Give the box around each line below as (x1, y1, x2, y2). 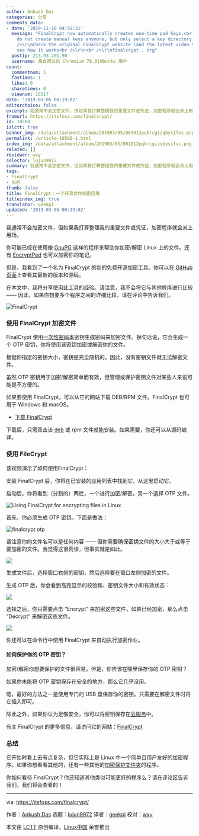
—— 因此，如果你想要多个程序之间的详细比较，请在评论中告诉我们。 (6, 292, 174, 299)
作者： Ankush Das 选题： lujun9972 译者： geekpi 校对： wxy (6, 811, 153, 818)
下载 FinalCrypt (14, 414, 52, 421)
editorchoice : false (6, 102, 57, 108)
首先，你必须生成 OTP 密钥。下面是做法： (6, 514, 108, 521)
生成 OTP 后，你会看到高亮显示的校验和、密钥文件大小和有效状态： (6, 581, 171, 588)
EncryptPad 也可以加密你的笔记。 (12, 251, 95, 258)
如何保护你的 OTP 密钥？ (6, 651, 66, 658)
